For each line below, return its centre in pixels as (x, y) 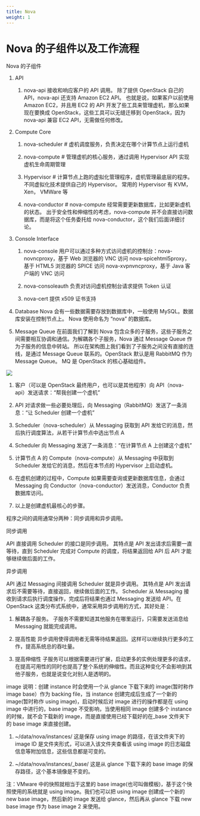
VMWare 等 (54, 192)
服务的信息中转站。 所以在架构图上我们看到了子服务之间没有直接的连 (110, 347)
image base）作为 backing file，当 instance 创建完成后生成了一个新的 (92, 694)
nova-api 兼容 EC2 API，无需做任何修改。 (75, 120)
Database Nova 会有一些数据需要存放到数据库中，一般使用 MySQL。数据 (104, 312)
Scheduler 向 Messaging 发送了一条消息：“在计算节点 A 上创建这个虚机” (103, 446)
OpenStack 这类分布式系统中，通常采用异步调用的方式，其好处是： (88, 606)
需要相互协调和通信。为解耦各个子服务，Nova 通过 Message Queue (103, 339)
